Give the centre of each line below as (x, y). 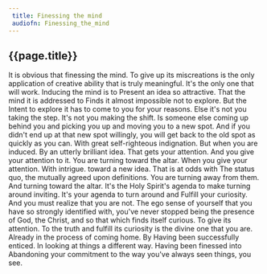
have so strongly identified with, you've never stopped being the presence (131, 212)
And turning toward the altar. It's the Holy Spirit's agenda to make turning (129, 186)
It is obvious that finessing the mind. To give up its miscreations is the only (131, 75)
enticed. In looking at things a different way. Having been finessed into (125, 246)
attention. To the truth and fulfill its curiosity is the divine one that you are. (131, 229)
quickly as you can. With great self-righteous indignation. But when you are (133, 143)
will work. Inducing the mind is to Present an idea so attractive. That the (127, 92)
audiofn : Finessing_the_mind (61, 23)
